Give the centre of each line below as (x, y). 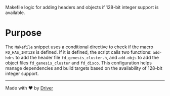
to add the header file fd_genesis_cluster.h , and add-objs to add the (87, 57)
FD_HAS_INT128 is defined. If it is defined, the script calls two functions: (78, 52)
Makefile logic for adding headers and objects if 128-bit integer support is (82, 7)
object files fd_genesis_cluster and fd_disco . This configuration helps (78, 63)
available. (15, 13)
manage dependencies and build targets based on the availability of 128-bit (84, 68)
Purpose (24, 33)
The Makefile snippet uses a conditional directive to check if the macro (79, 47)
